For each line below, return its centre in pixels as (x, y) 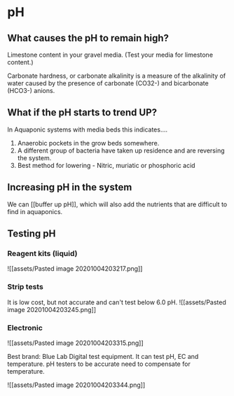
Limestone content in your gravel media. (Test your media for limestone (110, 55)
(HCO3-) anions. (31, 91)
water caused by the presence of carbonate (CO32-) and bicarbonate (108, 83)
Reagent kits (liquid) (42, 253)
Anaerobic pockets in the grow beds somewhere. (88, 143)
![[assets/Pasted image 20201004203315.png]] (75, 343)
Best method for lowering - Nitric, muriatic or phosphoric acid (106, 165)
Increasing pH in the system (70, 187)
